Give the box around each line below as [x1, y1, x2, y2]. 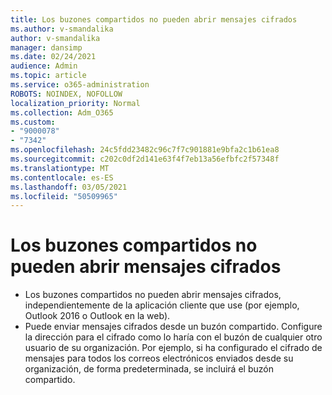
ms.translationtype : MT [10, 163, 110, 173]
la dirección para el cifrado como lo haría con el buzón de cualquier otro [24, 331, 323, 343]
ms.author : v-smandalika [10, 24, 114, 34]
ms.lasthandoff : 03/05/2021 [10, 182, 128, 192]
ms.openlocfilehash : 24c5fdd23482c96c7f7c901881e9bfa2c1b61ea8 [10, 145, 280, 155]
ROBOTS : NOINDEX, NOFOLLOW [10, 89, 123, 99]
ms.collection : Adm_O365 [10, 107, 114, 118]
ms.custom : [10, 117, 56, 127]
